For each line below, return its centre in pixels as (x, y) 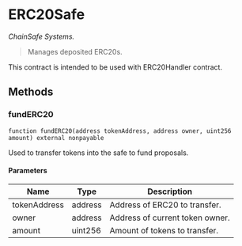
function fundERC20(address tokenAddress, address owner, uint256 (120, 131)
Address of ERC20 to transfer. (165, 205)
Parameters (28, 171)
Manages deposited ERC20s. (75, 51)
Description (170, 191)
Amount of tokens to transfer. (164, 230)
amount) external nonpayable (56, 138)
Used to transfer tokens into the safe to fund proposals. (98, 153)
